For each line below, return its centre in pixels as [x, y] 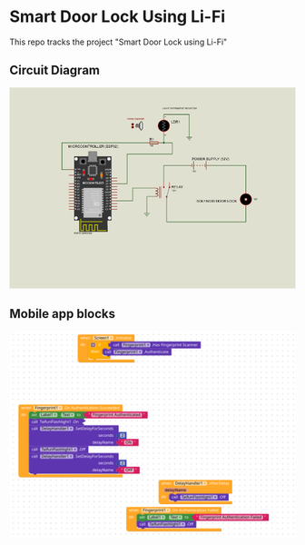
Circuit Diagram [54, 70]
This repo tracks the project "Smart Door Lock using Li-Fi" [118, 42]
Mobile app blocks [63, 314]
